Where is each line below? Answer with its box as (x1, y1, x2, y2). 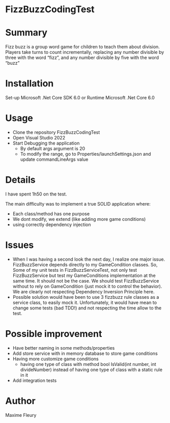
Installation (5, 78, 54, 90)
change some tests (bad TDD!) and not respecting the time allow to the (12, 304, 162, 311)
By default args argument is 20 (20, 146, 86, 151)
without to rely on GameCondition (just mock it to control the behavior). (12, 283, 162, 289)
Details (5, 174, 36, 186)
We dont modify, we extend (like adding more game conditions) (12, 216, 146, 222)
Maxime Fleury (5, 412, 37, 418)
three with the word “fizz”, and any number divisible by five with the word (5, 54, 159, 61)
